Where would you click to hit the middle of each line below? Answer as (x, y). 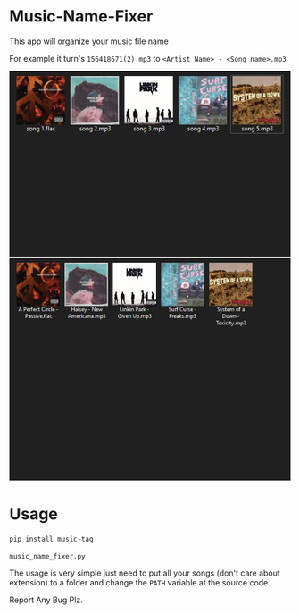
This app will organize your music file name (89, 41)
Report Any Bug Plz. (46, 600)
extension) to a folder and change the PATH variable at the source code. (140, 583)
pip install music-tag (51, 539)
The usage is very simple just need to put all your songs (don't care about (145, 573)
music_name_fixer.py (48, 557)
